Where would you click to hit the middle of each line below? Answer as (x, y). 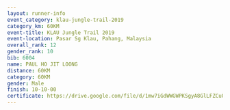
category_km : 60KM (33, 26)
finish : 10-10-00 (32, 90)
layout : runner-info (37, 13)
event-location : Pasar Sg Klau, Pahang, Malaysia (79, 39)
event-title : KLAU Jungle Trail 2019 (61, 32)
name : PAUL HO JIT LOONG (42, 64)
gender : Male (26, 83)
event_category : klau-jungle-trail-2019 (66, 20)
